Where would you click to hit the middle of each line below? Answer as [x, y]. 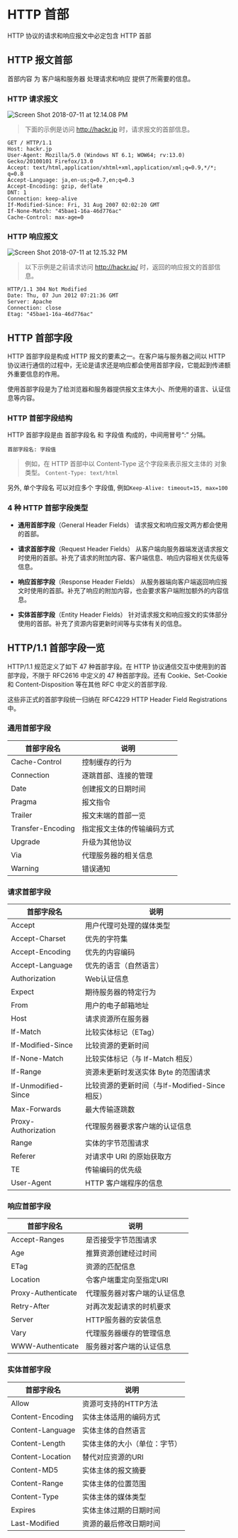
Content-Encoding [42, 1417]
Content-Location [41, 1456]
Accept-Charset [38, 938]
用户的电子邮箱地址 [117, 1006]
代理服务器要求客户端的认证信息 [138, 1127]
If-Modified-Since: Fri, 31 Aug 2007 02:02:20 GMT [84, 205]
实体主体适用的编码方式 [121, 1417]
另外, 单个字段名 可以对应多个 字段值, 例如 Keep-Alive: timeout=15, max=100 [118, 488]
